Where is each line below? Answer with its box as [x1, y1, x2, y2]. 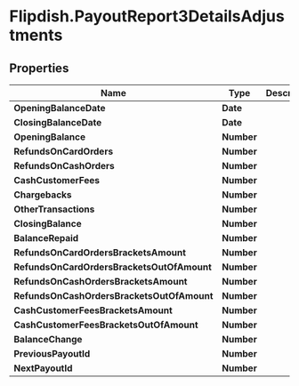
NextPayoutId [13, 362, 73, 374]
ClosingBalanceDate [13, 117, 102, 128]
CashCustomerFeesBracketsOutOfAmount [13, 318, 198, 331]
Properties [9, 60, 69, 76]
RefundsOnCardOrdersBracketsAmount [13, 246, 187, 259]
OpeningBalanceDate [13, 102, 106, 114]
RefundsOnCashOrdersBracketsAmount [13, 276, 188, 287]
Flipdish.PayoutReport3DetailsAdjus [9, 6, 285, 27]
